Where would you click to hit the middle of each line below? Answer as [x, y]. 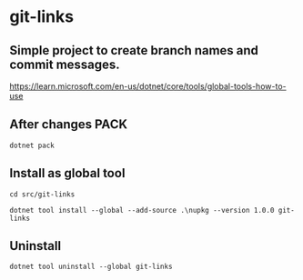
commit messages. [65, 64]
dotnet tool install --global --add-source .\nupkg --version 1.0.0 [142, 210]
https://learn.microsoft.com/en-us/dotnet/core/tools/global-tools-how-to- [148, 86]
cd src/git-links [42, 194]
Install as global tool [67, 173]
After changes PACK [69, 125]
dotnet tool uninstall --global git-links [91, 267]
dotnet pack [32, 145]
